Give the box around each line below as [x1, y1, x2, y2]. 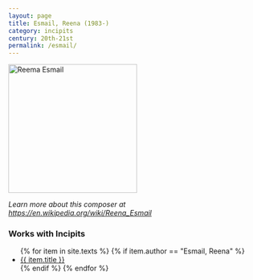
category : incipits [8, 27, 74, 35]
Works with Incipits [8, 229, 86, 240]
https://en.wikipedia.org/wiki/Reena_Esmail [8, 208, 153, 218]
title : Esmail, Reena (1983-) [8, 19, 110, 27]
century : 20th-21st [8, 34, 74, 43]
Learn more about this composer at [8, 200, 126, 209]
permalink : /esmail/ [8, 42, 78, 50]
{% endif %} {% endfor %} [19, 263, 109, 274]
